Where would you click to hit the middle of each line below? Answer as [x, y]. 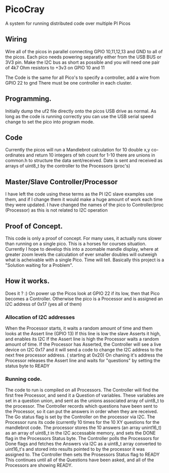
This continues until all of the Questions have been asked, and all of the [80, 460]
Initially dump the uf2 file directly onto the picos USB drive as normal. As [81, 111]
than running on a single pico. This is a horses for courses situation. [76, 244]
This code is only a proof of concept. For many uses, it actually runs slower [83, 238]
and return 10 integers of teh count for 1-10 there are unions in [91, 155]
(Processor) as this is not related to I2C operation [56, 210]
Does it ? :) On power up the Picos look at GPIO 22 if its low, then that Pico [82, 293]
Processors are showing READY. [39, 465]
